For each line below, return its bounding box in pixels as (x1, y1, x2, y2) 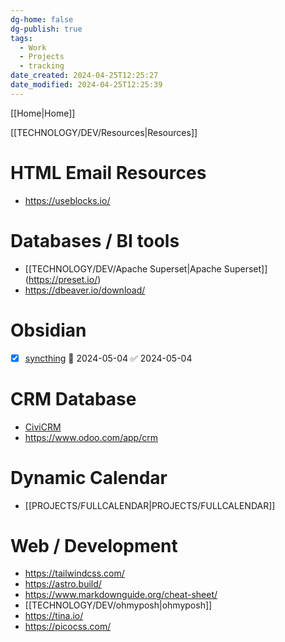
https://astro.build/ (24, 578, 102, 590)
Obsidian (10, 319, 87, 341)
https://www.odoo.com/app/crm (24, 431, 158, 443)
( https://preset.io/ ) (24, 273, 102, 285)
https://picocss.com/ (24, 621, 112, 633)
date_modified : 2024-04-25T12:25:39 (10, 80, 163, 90)
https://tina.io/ (24, 610, 84, 622)
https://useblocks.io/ (24, 194, 111, 206)
